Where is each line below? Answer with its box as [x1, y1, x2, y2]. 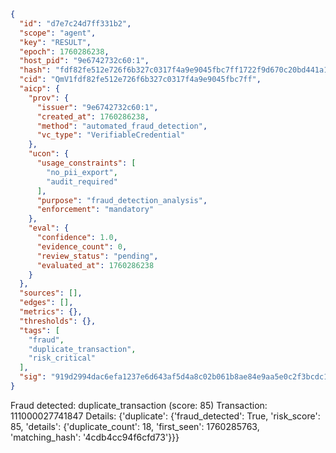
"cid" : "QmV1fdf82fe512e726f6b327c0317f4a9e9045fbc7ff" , [19, 75, 262, 85]
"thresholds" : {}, [19, 316, 97, 326]
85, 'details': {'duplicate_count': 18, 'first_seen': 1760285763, [10, 420, 260, 432]
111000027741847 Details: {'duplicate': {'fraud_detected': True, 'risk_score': [10, 410, 321, 422]
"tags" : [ [19, 325, 60, 335]
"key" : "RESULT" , [19, 37, 92, 47]
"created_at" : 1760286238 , [36, 111, 150, 122]
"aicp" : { [19, 84, 60, 94]
